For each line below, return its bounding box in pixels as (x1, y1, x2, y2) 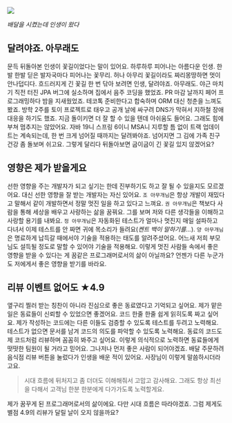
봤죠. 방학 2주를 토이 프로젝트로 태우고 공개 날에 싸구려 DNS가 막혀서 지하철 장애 (7, 105, 224, 113)
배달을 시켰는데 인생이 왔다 (7, 21, 79, 28)
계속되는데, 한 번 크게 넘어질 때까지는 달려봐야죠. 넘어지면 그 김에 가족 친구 (19, 131, 221, 140)
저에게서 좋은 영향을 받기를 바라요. (14, 259, 107, 267)
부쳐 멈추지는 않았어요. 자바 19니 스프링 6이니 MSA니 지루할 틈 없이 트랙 (7, 122, 202, 131)
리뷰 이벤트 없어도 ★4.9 (7, 282, 105, 294)
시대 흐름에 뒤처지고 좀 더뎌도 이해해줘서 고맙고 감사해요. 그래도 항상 (23, 377, 209, 385)
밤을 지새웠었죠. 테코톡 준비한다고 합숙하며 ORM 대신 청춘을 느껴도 (42, 97, 222, 105)
